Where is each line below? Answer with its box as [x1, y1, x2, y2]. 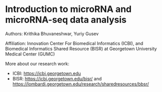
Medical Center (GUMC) [5, 51, 55, 57]
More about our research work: [5, 60, 69, 66]
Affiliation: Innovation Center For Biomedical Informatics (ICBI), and [5, 40, 143, 46]
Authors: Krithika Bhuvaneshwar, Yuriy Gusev [5, 30, 99, 36]
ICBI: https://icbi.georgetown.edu [12, 70, 81, 76]
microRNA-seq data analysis [5, 14, 126, 25]
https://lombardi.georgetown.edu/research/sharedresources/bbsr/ [12, 81, 149, 87]
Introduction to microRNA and [5, 3, 131, 15]
